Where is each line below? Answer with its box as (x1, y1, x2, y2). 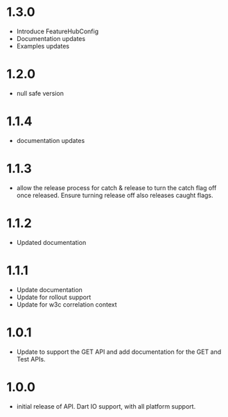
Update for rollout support (16, 293, 91, 301)
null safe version (16, 89, 64, 97)
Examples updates (16, 42, 70, 50)
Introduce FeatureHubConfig (16, 27, 99, 35)
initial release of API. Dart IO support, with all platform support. (16, 402, 196, 410)
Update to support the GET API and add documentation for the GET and (16, 348, 222, 356)
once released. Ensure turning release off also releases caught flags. (16, 191, 213, 199)
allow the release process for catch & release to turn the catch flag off (16, 183, 217, 192)
